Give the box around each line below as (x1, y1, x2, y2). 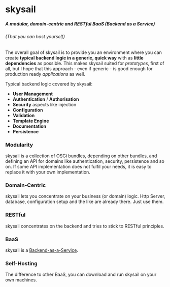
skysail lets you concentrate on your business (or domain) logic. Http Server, (5, 193, 165, 199)
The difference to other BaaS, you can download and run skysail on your (5, 271, 157, 278)
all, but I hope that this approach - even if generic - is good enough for (5, 65, 153, 72)
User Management (12, 91, 53, 97)
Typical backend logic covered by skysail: (5, 80, 93, 87)
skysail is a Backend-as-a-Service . (5, 247, 79, 253)
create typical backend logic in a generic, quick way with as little (5, 54, 144, 61)
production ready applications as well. (5, 71, 85, 77)
